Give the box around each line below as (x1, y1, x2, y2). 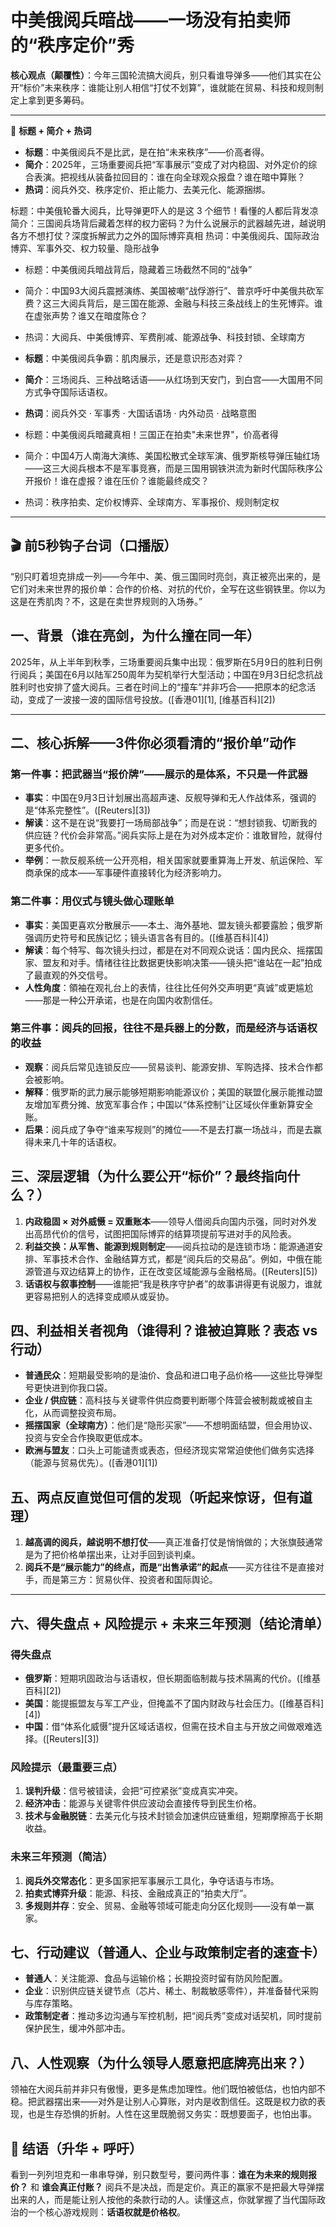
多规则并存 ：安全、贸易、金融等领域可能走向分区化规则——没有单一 (24, 1899, 306, 1911)
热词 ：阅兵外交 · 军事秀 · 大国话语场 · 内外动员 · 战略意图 (24, 407, 257, 419)
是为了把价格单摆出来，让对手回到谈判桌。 (24, 1549, 201, 1561)
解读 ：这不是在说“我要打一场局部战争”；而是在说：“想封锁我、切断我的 (24, 817, 318, 829)
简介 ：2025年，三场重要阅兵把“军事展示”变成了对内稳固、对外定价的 (24, 158, 309, 170)
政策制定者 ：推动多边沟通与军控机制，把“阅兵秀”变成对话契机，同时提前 (24, 2010, 323, 2022)
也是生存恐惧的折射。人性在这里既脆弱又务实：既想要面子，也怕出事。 (27, 2108, 317, 2120)
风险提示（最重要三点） (10, 1760, 123, 1774)
